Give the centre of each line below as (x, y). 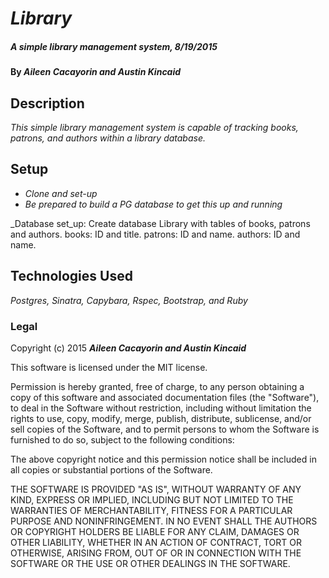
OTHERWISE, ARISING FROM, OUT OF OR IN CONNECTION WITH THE (156, 553)
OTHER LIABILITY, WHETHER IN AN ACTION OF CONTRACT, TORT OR (156, 542)
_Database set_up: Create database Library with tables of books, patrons (160, 223)
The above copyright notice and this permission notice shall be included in (163, 459)
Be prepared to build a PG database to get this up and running (153, 204)
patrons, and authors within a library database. (108, 138)
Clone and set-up (61, 193)
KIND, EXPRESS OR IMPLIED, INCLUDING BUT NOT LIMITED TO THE (152, 499)
